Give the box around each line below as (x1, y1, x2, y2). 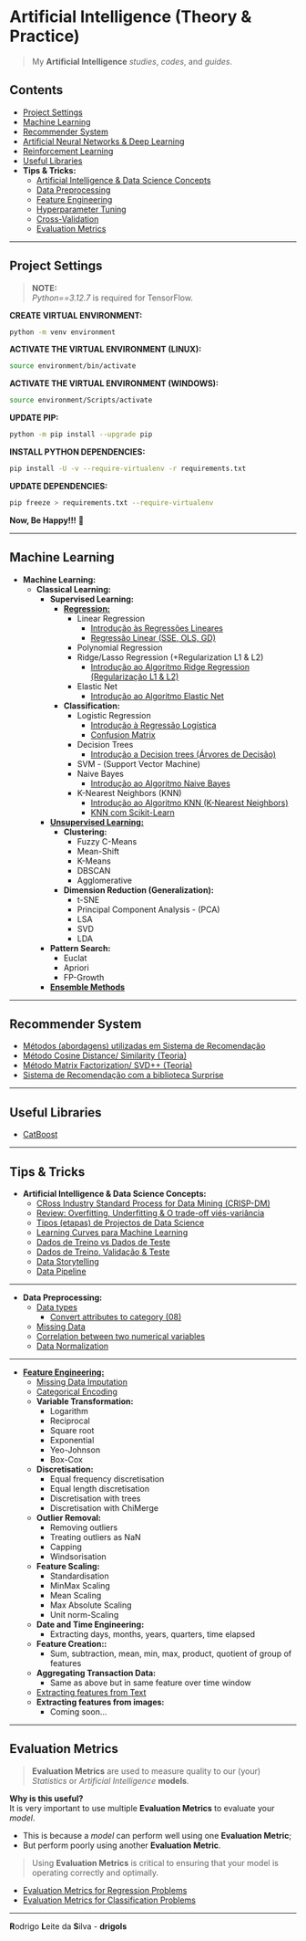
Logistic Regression (76, 709, 152, 720)
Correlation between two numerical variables (36, 1331, 206, 1342)
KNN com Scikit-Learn (90, 806, 175, 818)
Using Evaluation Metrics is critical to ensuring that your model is (31, 1857, 280, 1868)
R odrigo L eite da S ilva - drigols (9, 1920, 127, 1932)
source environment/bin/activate (9, 362, 137, 371)
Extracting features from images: (36, 1696, 165, 1708)
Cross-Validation (36, 213, 99, 225)
